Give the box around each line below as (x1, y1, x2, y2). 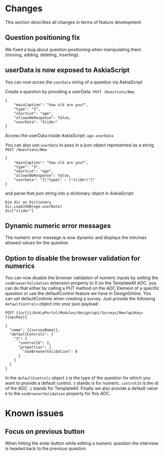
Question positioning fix (5, 33, 80, 42)
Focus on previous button (5, 427, 85, 435)
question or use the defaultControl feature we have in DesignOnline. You (5, 290, 151, 296)
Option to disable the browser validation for (5, 254, 141, 262)
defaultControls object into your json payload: (5, 301, 99, 307)
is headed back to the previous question (5, 446, 87, 452)
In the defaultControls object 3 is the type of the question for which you (5, 375, 151, 381)
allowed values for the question (5, 240, 69, 246)
